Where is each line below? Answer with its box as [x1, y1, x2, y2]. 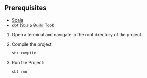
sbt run [11, 69, 27, 74]
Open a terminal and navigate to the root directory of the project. [11, 31, 143, 37]
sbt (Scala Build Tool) [11, 22, 55, 28]
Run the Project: [11, 59, 45, 65]
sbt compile [11, 51, 36, 55]
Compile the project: [11, 41, 53, 47]
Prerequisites [4, 4, 47, 12]
